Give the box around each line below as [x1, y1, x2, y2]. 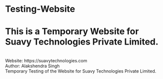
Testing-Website [5, 3, 76, 15]
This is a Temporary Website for [5, 26, 139, 37]
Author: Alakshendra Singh [5, 63, 60, 69]
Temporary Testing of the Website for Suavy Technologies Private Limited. [5, 68, 157, 74]
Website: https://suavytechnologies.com [5, 58, 87, 64]
